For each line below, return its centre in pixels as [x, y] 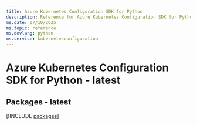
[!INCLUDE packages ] [33, 116]
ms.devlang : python [30, 33]
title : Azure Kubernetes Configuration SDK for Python [74, 11]
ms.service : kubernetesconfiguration [52, 39]
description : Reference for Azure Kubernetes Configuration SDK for [91, 17]
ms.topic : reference [31, 28]
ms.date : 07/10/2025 [31, 22]
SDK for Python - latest [63, 80]
